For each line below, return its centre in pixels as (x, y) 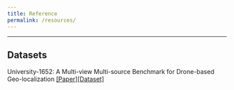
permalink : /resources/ (42, 20)
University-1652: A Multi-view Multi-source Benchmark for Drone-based (111, 72)
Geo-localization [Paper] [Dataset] (56, 79)
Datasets (27, 55)
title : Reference (32, 14)
